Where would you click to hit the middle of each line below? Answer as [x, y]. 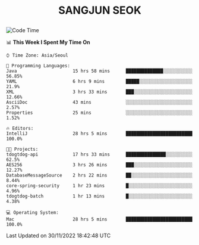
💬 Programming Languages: [38, 66]
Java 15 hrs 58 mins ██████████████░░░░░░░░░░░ [99, 71]
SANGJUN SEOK [100, 10]
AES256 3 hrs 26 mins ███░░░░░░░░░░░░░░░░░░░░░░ [99, 165]
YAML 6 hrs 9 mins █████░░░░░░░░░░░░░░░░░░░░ [99, 82]
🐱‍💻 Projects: [22, 150]
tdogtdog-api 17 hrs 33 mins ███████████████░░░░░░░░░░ [99, 155]
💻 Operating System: [33, 213]
